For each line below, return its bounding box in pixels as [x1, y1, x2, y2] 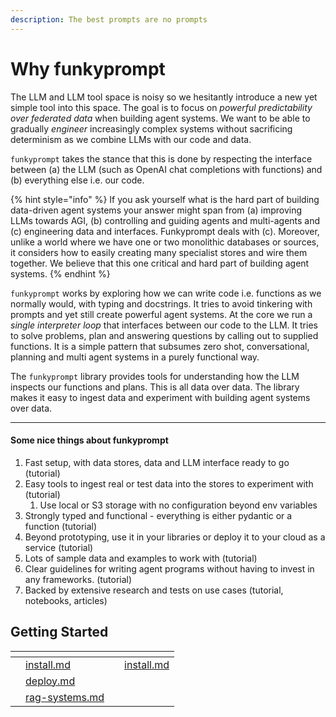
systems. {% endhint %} [10, 267, 111, 280]
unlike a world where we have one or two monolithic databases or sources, [10, 236, 320, 248]
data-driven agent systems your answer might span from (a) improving [10, 204, 303, 216]
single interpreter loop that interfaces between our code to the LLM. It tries [10, 319, 318, 331]
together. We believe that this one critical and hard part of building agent [10, 257, 310, 269]
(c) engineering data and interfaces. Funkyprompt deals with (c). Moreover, [10, 225, 320, 237]
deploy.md [25, 674, 76, 688]
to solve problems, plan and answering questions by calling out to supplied [10, 329, 319, 341]
